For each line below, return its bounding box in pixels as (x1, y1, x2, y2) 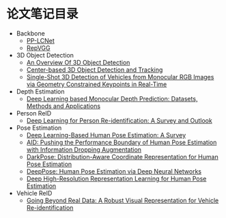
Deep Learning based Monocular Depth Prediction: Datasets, (26, 94, 198, 103)
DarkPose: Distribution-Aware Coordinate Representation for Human (26, 152, 219, 161)
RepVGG (26, 44, 51, 52)
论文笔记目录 (6, 6, 79, 22)
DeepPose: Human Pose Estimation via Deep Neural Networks (26, 167, 202, 175)
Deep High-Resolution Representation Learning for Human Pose (26, 174, 207, 182)
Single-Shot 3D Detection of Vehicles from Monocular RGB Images (26, 72, 214, 81)
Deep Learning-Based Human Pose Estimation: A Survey (26, 131, 186, 139)
